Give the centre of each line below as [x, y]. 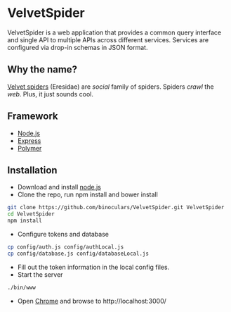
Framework [33, 117]
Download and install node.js [59, 187]
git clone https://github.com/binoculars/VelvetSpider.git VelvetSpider [116, 208]
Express [29, 141]
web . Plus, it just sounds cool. [50, 94]
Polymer [29, 148]
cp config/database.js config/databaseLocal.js [78, 254]
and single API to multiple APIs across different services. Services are [108, 39]
